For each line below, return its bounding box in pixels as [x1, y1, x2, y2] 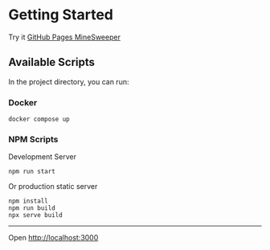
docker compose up [8, 115, 70, 124]
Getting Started [8, 6, 114, 24]
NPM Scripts [8, 133, 59, 145]
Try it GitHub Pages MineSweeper [8, 32, 121, 42]
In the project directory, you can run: [8, 76, 129, 86]
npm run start [8, 167, 56, 176]
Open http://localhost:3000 [8, 233, 99, 243]
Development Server [8, 152, 76, 162]
